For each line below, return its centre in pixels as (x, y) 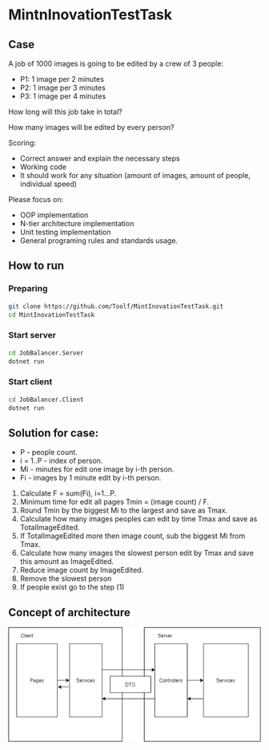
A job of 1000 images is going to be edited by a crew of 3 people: (116, 63)
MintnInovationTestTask (90, 15)
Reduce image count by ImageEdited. (82, 570)
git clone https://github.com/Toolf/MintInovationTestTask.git (116, 306)
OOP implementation (54, 215)
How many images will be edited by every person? (91, 127)
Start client (30, 382)
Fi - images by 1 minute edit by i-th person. (90, 478)
